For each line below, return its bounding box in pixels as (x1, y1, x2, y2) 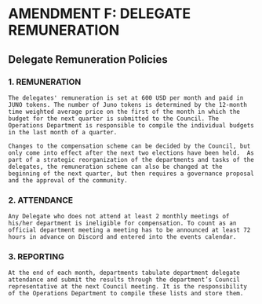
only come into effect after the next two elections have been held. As (8, 148, 255, 157)
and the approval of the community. (8, 176, 128, 185)
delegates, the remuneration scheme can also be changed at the (8, 163, 223, 170)
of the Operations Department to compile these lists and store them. (8, 290, 244, 298)
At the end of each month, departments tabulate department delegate (8, 269, 241, 277)
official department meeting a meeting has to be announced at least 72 (8, 226, 251, 234)
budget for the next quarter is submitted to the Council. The (8, 115, 220, 123)
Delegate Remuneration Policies (8, 53, 168, 66)
